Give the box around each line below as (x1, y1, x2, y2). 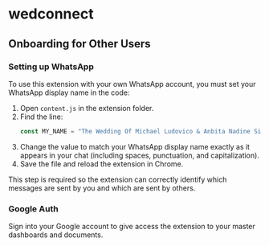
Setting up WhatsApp (8, 61, 94, 72)
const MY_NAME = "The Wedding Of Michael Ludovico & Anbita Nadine (19, 127, 251, 135)
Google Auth (8, 203, 59, 214)
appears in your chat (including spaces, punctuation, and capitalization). (19, 150, 259, 160)
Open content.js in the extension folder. (19, 103, 154, 113)
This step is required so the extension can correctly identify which (8, 174, 227, 184)
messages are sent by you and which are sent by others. (8, 182, 196, 193)
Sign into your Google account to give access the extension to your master (8, 222, 255, 232)
